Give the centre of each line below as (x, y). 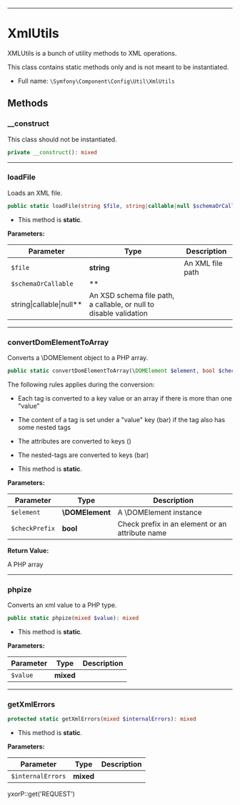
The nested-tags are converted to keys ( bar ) (83, 455)
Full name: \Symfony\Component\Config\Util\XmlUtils (96, 81)
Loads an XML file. (35, 193)
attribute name (142, 533)
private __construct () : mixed (52, 152)
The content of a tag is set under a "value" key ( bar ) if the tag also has (121, 419)
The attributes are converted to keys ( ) (75, 441)
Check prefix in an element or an (172, 524)
